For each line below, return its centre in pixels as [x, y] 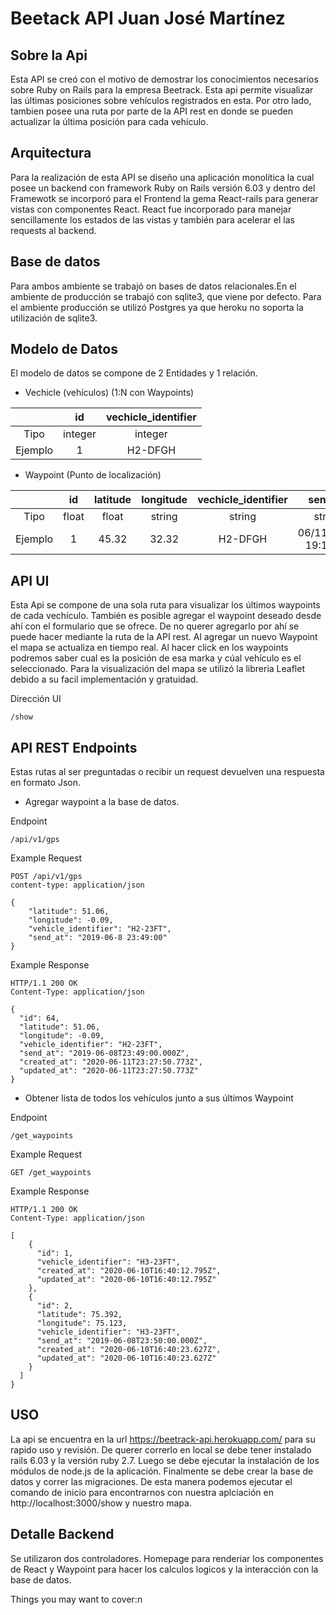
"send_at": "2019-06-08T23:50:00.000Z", [122, 1341]
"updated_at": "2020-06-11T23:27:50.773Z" [109, 1071]
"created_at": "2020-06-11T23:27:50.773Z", [111, 1062]
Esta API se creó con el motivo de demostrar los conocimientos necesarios [164, 79]
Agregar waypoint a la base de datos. [102, 802]
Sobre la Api [49, 55]
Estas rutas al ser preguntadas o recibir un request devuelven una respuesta [167, 772]
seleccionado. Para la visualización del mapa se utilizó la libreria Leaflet [157, 669]
